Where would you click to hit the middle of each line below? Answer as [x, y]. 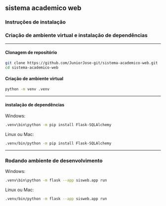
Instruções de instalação [35, 22]
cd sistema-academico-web [32, 68]
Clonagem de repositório [31, 52]
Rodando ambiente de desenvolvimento [54, 161]
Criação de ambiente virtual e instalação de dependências [76, 35]
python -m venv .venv [27, 89]
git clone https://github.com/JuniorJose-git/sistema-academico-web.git [82, 63]
